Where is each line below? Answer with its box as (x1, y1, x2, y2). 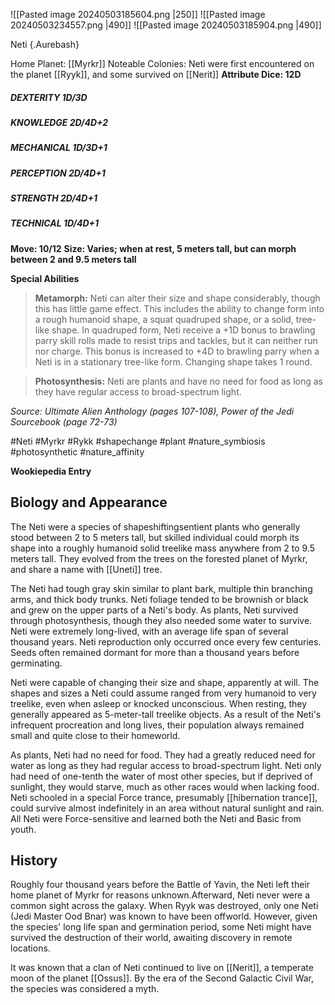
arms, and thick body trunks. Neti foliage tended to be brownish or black (10, 593, 309, 605)
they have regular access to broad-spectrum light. (34, 385, 242, 398)
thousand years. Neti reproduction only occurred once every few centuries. (10, 635, 322, 648)
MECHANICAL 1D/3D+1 (10, 142, 108, 154)
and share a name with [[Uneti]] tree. (10, 563, 163, 575)
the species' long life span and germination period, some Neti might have (10, 921, 312, 933)
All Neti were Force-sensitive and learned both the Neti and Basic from (10, 812, 302, 824)
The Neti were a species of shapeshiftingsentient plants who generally (10, 520, 301, 533)
